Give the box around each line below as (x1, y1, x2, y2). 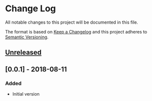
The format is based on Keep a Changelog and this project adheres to (5, 29, 148, 34)
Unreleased (5, 48, 42, 57)
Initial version (12, 91, 40, 97)
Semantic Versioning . (5, 34, 49, 40)
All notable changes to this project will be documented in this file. (5, 19, 139, 25)
